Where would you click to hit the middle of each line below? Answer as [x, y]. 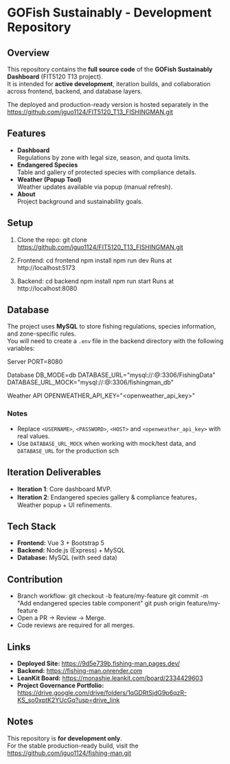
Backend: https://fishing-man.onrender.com [80, 670]
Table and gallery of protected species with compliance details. [107, 172]
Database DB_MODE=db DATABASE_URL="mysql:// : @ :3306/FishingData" [112, 375]
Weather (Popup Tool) [49, 179]
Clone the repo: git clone [52, 240]
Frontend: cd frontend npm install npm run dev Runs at [94, 260]
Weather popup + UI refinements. [64, 505]
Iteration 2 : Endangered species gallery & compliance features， [109, 497]
